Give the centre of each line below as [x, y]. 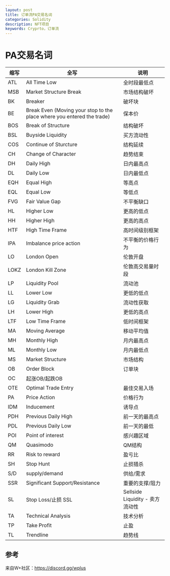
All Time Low [41, 83]
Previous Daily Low [49, 426]
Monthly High [42, 340]
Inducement [40, 407]
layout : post [19, 10]
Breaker [35, 101]
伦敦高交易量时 [141, 267]
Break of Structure [48, 126]
